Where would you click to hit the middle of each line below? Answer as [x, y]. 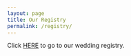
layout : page [26, 13]
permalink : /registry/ [40, 26]
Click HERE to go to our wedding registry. [66, 46]
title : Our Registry [37, 20]
